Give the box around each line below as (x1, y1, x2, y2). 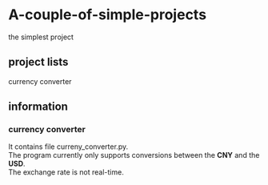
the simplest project (8, 32, 74, 42)
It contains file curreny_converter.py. (8, 142, 129, 151)
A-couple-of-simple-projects (8, 6, 206, 24)
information (8, 100, 68, 114)
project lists (8, 55, 69, 69)
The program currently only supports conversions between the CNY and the (8, 151, 260, 160)
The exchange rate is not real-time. (8, 167, 124, 177)
